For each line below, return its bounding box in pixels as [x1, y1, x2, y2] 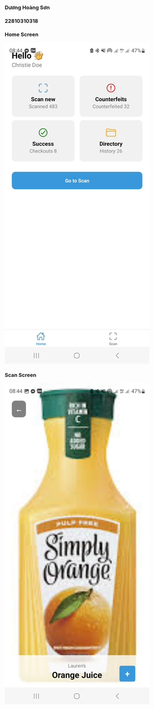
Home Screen [5, 31, 39, 38]
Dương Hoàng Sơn [5, 4, 50, 11]
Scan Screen [5, 372, 37, 379]
